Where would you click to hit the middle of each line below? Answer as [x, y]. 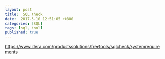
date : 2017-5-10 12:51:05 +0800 [39, 19]
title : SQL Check [24, 14]
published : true [22, 32]
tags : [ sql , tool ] [24, 28]
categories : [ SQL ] [24, 23]
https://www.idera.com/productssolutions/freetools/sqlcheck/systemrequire [82, 46]
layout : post [18, 10]
